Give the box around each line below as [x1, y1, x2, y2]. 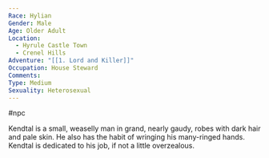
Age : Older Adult [8, 26, 66, 34]
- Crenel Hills [15, 49, 66, 57]
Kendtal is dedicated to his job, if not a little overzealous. [8, 141, 195, 151]
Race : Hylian [8, 11, 52, 20]
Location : [8, 34, 42, 43]
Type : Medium [8, 79, 52, 87]
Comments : [8, 71, 42, 79]
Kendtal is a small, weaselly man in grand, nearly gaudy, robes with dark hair [8, 124, 261, 133]
